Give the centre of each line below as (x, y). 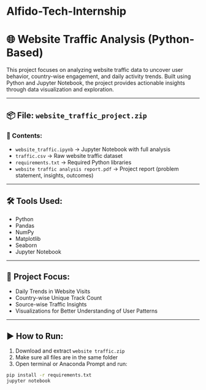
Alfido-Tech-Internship (67, 11)
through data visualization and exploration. (60, 90)
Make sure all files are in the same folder (67, 357)
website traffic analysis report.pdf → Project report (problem (97, 169)
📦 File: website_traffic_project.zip (77, 115)
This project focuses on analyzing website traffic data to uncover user (95, 70)
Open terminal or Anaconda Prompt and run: (71, 364)
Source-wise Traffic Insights (51, 305)
